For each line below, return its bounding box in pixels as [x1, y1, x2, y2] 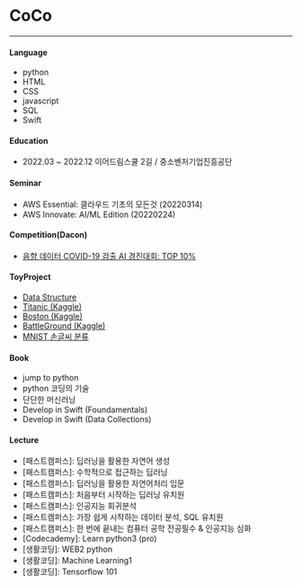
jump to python [22, 373, 79, 383]
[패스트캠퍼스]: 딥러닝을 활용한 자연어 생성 [22, 455, 171, 466]
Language [9, 47, 48, 58]
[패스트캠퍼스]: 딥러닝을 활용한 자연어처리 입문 [22, 478, 185, 489]
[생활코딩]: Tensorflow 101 [22, 566, 118, 577]
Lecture [9, 434, 40, 445]
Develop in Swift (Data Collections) [22, 414, 152, 425]
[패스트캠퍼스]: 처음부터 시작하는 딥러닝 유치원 [22, 490, 185, 500]
